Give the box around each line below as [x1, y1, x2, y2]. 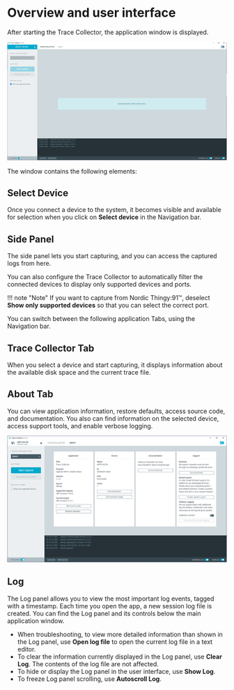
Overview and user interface [7, 5, 176, 21]
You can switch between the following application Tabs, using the [7, 315, 196, 323]
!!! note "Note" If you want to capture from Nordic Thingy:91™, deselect [7, 294, 210, 302]
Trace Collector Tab [7, 342, 95, 354]
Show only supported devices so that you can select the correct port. [7, 301, 209, 310]
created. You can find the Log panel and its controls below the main [7, 609, 201, 617]
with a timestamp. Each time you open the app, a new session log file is [7, 601, 212, 610]
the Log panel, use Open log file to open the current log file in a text [17, 637, 213, 646]
